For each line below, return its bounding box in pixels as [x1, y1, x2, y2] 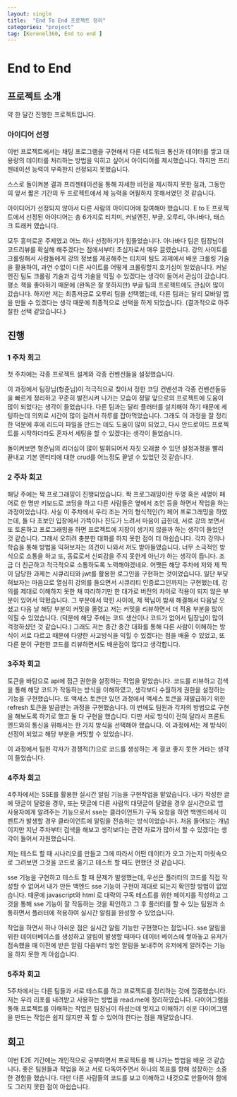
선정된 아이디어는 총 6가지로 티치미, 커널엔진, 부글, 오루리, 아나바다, [25, 213, 212, 221]
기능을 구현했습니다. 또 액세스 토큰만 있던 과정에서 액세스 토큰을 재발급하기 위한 [7, 694, 226, 703]
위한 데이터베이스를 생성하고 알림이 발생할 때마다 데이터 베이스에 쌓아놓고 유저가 [7, 932, 228, 941]
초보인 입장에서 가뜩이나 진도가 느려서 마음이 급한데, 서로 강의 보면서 [37, 516, 226, 525]
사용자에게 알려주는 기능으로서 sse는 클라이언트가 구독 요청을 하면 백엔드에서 [7, 808, 219, 817]
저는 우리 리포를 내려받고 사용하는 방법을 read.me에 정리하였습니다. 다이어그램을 [7, 995, 229, 1004]
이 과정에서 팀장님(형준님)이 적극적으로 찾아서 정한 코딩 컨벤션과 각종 [7, 385, 197, 393]
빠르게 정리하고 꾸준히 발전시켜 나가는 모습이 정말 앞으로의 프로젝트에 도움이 [14, 393, 224, 403]
